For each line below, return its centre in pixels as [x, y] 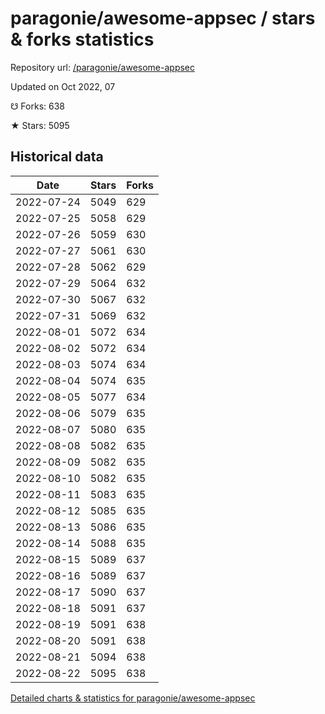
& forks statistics [82, 39]
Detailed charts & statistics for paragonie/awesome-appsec [133, 698]
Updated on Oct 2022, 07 [63, 86]
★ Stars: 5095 [40, 125]
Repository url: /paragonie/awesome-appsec [103, 67]
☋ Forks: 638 [38, 106]
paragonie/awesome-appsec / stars [163, 18]
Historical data [57, 157]
